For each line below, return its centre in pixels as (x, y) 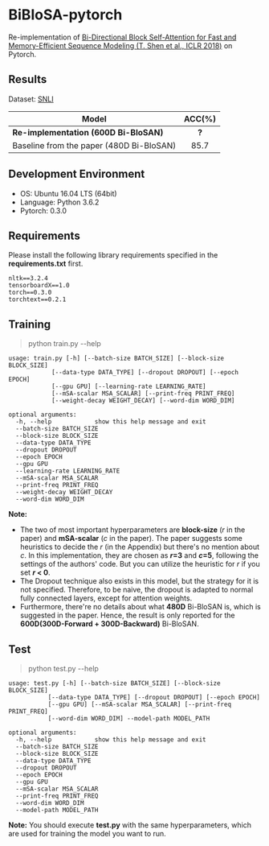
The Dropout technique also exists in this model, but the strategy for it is (139, 581)
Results (28, 79)
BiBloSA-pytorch (65, 15)
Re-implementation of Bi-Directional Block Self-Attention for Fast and (122, 37)
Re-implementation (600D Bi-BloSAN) (88, 132)
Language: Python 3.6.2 (59, 202)
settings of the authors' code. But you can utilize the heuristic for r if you (140, 564)
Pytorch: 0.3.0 (43, 210)
